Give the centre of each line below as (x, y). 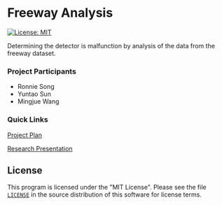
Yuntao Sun (34, 94)
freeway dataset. (32, 53)
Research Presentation (40, 148)
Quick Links (28, 120)
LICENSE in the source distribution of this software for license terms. (104, 195)
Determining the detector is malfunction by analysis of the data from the (111, 45)
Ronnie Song (36, 87)
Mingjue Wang (38, 101)
